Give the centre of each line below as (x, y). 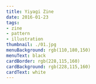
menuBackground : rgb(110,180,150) (49, 50)
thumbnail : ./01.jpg (32, 45)
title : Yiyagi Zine (30, 12)
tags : (13, 22)
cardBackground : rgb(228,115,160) (49, 67)
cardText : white (26, 72)
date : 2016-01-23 (27, 17)
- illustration (25, 39)
